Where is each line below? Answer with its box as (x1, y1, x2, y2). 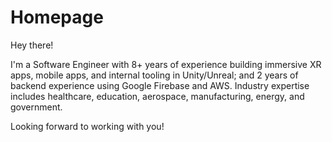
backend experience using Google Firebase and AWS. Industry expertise (10, 79, 310, 91)
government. (10, 101, 63, 113)
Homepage (10, 6, 104, 29)
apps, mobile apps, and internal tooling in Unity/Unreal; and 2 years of (10, 69, 299, 81)
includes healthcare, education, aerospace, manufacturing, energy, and (10, 90, 305, 102)
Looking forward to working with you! (10, 120, 165, 132)
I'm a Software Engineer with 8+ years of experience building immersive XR (10, 58, 322, 70)
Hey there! (10, 39, 54, 51)
